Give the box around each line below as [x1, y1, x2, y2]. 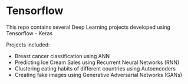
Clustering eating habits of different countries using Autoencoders [14, 65, 176, 72]
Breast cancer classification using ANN [14, 52, 110, 59]
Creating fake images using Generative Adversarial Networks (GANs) [14, 71, 183, 78]
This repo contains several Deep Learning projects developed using [6, 23, 171, 31]
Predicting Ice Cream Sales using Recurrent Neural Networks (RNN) [14, 59, 180, 66]
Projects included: [6, 41, 50, 48]
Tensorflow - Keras [6, 29, 53, 36]
